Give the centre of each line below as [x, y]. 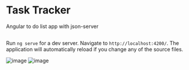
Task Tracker [38, 10]
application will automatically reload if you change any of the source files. [94, 50]
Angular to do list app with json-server [52, 26]
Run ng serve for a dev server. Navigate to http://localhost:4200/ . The [93, 43]
